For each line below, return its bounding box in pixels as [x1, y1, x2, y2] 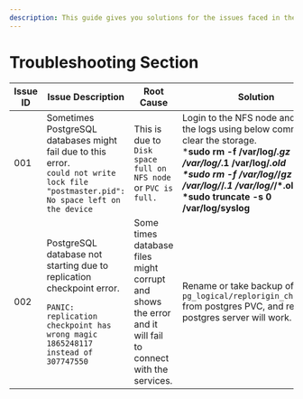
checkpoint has [46, 320, 112, 330]
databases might [46, 134, 117, 146]
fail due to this [46, 145, 106, 158]
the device [46, 204, 93, 214]
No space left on [46, 195, 121, 205]
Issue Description [47, 90, 124, 103]
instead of [46, 347, 93, 357]
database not [46, 247, 103, 260]
